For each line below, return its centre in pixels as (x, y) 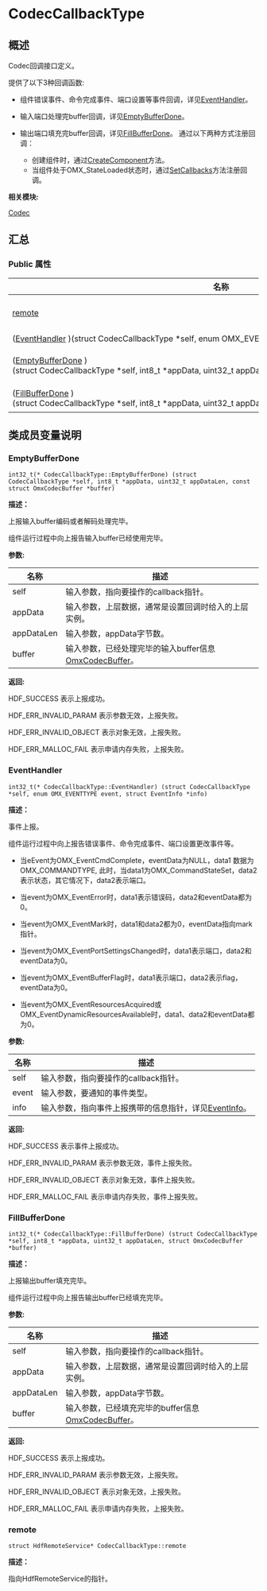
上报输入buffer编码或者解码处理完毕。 (70, 521)
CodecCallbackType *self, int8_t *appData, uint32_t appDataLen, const (129, 482)
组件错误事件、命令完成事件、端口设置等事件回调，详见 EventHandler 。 (136, 99)
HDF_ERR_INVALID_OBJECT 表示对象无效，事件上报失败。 (104, 1179)
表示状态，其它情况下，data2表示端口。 (85, 880)
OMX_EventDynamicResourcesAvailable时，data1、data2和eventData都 (137, 1014)
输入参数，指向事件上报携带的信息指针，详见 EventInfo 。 (146, 1108)
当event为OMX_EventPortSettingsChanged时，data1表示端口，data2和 (135, 950)
